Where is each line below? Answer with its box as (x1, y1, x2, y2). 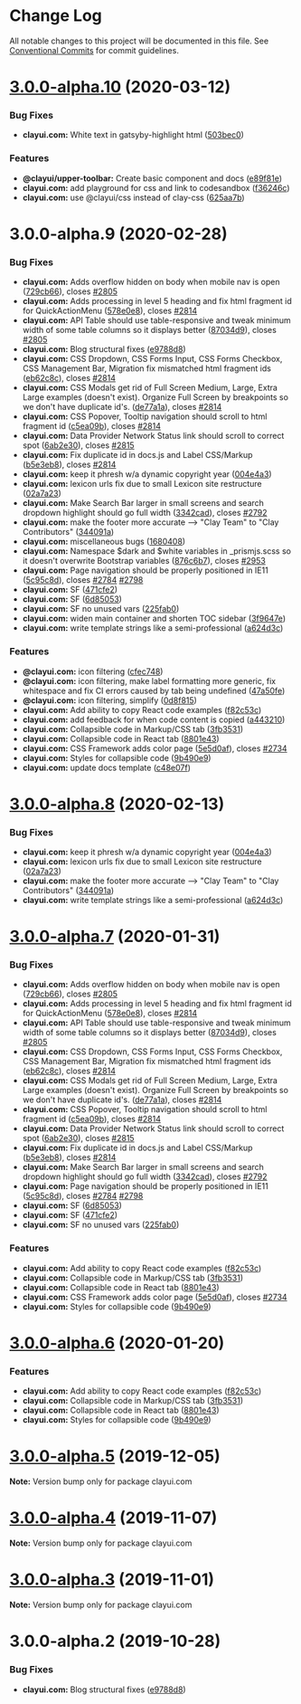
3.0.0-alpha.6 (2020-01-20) (9, 1332, 225, 1353)
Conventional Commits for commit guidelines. (9, 44, 179, 55)
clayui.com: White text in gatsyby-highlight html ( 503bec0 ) (22, 129, 244, 140)
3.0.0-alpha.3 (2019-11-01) (9, 1569, 215, 1590)
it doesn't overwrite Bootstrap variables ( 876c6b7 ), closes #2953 (22, 556, 267, 566)
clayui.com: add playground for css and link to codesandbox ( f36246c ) (22, 182, 291, 193)
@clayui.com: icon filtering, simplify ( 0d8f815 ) (22, 694, 197, 706)
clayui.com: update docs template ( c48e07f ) (22, 762, 192, 773)
